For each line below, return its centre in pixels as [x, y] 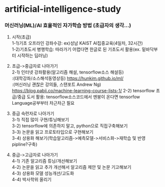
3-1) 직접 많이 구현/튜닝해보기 [41, 120]
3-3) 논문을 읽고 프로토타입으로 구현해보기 [53, 132]
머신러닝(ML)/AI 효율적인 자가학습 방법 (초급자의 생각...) [68, 26]
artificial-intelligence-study [63, 9]
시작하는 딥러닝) [32, 56]
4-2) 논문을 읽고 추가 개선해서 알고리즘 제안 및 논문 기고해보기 [71, 167]
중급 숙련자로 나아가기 [33, 113]
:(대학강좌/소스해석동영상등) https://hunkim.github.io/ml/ [68, 78]
